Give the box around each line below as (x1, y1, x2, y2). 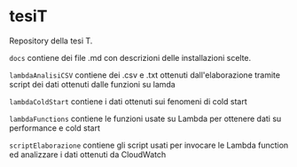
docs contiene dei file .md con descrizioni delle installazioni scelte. (9, 52, 252, 63)
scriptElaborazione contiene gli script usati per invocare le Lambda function (9, 140, 289, 150)
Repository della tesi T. (9, 35, 93, 46)
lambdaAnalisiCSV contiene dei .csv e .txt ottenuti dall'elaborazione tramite (9, 69, 281, 80)
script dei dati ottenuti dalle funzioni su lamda (9, 79, 176, 89)
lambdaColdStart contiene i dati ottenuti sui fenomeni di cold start (9, 95, 247, 107)
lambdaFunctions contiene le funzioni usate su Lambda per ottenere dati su (9, 113, 282, 124)
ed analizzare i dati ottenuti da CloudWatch (9, 148, 167, 160)
